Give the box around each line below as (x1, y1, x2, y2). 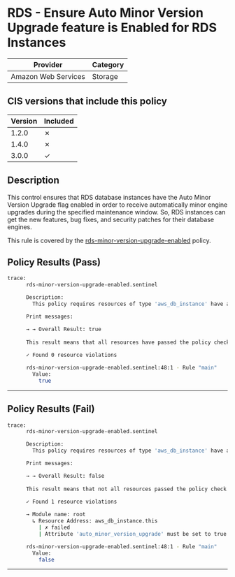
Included (44, 116, 74, 126)
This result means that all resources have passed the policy (25, 339, 211, 346)
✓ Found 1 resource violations (25, 498, 117, 506)
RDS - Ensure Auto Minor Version (7, 5, 204, 21)
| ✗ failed (38, 524, 71, 532)
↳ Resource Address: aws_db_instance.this (32, 518, 158, 525)
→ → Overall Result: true (25, 326, 101, 333)
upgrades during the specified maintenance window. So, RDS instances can (7, 207, 226, 216)
